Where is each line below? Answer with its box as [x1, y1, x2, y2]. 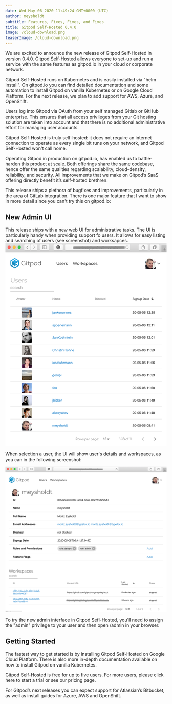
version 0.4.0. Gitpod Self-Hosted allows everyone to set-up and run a [5, 55, 154, 62]
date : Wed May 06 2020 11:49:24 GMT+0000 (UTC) [5, 8, 109, 13]
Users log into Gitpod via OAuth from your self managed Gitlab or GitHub [5, 108, 159, 114]
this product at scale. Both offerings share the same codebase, [21, 161, 155, 167]
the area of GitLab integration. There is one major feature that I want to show [5, 193, 167, 199]
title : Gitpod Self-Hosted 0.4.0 [5, 25, 77, 30]
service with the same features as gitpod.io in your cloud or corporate [5, 61, 153, 67]
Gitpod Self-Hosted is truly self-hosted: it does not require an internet [5, 135, 152, 141]
